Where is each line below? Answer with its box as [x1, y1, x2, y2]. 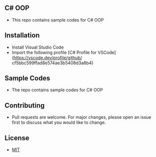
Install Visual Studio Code [11, 44, 64, 50]
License [4, 133, 30, 142]
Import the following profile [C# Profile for [11, 49, 97, 55]
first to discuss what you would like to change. [11, 120, 106, 126]
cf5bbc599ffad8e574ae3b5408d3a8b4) [11, 60, 94, 66]
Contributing [4, 101, 45, 109]
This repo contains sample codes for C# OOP [11, 17, 104, 23]
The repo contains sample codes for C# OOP [11, 87, 103, 93]
